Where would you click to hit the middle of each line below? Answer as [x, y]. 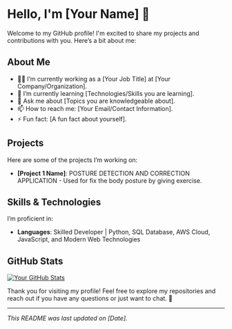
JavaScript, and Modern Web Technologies [79, 239]
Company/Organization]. [52, 86]
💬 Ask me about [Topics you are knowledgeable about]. [96, 101]
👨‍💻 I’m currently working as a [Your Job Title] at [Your [94, 79]
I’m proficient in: [30, 219]
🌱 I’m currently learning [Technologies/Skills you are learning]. [106, 93]
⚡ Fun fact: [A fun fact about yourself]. [72, 119]
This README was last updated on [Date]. [67, 318]
